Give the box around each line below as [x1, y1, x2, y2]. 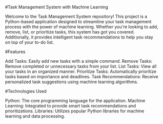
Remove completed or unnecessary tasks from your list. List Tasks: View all [5, 63, 157, 69]
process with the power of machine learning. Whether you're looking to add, [5, 24, 159, 30]
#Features [5, 49, 26, 54]
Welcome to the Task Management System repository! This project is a [5, 14, 147, 19]
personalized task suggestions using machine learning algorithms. [5, 79, 138, 85]
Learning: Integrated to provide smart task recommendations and [5, 103, 136, 108]
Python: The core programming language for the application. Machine [5, 98, 145, 104]
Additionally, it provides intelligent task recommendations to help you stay [5, 34, 154, 40]
